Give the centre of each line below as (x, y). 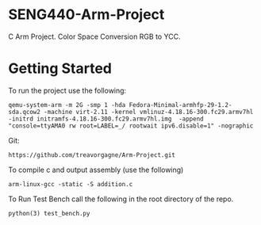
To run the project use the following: (67, 90)
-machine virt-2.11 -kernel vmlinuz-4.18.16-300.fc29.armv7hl (148, 112)
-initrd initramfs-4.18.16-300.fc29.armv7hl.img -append (106, 119)
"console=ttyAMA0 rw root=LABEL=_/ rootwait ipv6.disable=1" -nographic (131, 126)
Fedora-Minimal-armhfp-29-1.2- (180, 105)
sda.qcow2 (25, 112)
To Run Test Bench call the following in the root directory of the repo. (121, 199)
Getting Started (60, 69)
